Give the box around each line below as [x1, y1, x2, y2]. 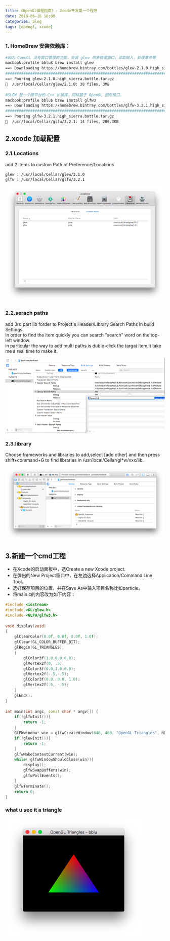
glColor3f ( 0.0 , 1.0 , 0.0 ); [23, 666, 76, 671]
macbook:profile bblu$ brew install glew [5, 60, 94, 65]
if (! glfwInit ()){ [14, 714, 51, 720]
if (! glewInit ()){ [14, 735, 51, 741]
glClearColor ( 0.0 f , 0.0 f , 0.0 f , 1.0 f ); [14, 634, 99, 639]
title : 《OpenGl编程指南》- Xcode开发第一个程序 [5, 8, 98, 13]
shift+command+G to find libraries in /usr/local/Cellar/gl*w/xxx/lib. [5, 457, 144, 463]
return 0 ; [14, 789, 35, 794]
